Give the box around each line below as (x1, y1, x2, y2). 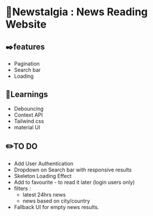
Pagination (13, 60, 40, 67)
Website (5, 18, 47, 31)
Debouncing (13, 105, 44, 112)
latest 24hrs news (22, 191, 66, 198)
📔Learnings (5, 90, 48, 100)
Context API (13, 111, 43, 118)
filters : (13, 184, 32, 192)
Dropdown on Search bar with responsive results (13, 166, 132, 173)
